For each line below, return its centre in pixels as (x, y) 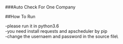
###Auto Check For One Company (40, 7)
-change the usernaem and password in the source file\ (62, 36)
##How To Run (20, 16)
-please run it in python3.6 (32, 26)
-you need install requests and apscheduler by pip (56, 31)
